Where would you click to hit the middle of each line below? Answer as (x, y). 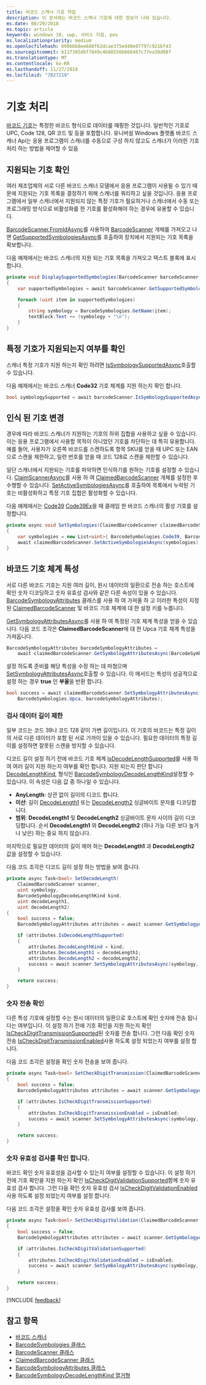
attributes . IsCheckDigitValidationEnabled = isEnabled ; (101, 1260)
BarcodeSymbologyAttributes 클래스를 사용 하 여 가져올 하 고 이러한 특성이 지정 (103, 600)
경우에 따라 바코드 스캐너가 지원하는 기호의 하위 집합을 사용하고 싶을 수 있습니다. (102, 434)
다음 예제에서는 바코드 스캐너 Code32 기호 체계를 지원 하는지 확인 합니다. (94, 385)
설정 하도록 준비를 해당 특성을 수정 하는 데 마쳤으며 (67, 666)
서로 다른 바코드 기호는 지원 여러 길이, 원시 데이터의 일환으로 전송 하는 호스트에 (100, 585)
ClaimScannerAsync (40, 477)
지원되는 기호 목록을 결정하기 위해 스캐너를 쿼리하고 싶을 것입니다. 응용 (102, 193)
